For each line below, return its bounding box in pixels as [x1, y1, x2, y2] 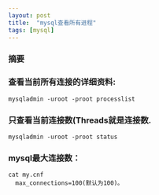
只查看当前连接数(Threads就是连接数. [8, 115, 152, 126]
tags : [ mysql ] [8, 26, 55, 34]
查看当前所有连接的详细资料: [8, 76, 116, 87]
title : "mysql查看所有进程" [8, 19, 97, 27]
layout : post [8, 11, 51, 20]
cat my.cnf [8, 171, 44, 179]
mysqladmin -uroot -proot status [8, 133, 118, 141]
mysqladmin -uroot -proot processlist [8, 95, 135, 103]
